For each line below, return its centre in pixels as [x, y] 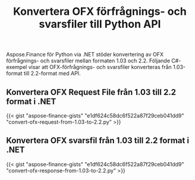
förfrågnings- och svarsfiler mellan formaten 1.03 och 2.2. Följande [88, 61]
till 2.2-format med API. [52, 74]
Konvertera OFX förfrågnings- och [100, 12]
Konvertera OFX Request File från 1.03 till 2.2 [91, 92]
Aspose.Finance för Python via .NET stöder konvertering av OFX [85, 55]
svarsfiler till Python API [100, 24]
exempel [17, 67]
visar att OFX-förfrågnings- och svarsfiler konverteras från [100, 67]
